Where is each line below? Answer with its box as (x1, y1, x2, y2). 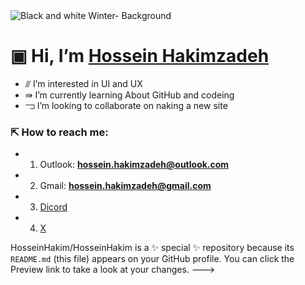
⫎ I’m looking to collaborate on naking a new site (24, 99, 228, 111)
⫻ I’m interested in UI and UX (24, 77, 143, 89)
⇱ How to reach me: (10, 125, 109, 139)
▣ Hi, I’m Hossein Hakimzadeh (10, 45, 270, 68)
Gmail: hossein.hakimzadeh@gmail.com (39, 180, 212, 192)
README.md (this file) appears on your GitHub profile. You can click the (10, 253, 295, 265)
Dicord (39, 201, 68, 213)
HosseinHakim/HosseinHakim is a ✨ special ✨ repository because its (10, 242, 295, 254)
